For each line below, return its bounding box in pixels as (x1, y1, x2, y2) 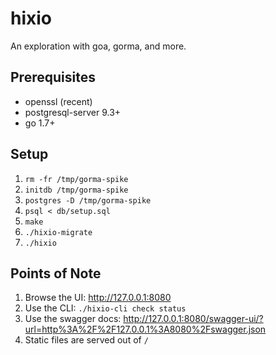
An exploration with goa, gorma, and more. (10, 40, 187, 52)
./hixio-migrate (24, 227, 93, 237)
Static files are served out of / (24, 334, 149, 346)
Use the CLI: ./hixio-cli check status (24, 302, 187, 314)
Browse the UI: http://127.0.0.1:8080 (24, 292, 172, 304)
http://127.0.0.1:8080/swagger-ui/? (123, 313, 264, 325)
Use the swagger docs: (24, 313, 122, 325)
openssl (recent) (24, 95, 93, 107)
